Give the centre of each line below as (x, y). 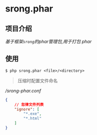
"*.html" (33, 118)
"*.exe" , (33, 114)
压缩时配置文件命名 (38, 80)
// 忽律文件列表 (29, 104)
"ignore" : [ (27, 109)
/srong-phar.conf (23, 90)
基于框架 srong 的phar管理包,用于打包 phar (48, 41)
